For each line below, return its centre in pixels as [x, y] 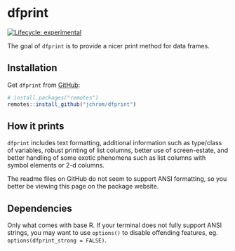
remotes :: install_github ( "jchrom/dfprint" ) [72, 104]
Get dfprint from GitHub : [44, 85]
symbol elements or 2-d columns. [56, 165]
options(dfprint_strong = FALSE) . [57, 240]
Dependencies [40, 208]
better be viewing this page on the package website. [83, 186]
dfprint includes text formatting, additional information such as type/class [115, 143]
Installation [32, 68]
